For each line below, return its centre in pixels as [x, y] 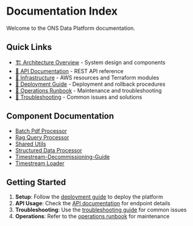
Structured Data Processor [48, 150]
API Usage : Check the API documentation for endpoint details [93, 203]
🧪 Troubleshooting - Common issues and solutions [79, 97]
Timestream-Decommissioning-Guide [62, 157]
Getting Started [36, 182]
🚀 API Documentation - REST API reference [69, 71]
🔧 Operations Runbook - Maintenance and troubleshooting [88, 90]
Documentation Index [62, 11]
